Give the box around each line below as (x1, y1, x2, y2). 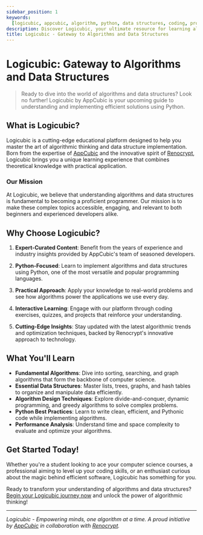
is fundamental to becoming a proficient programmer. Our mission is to (6, 198, 182, 205)
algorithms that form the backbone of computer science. (14, 375, 156, 383)
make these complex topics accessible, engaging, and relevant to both (6, 204, 182, 212)
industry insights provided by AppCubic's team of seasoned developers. (14, 250, 195, 258)
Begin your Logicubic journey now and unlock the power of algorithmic (6, 491, 183, 499)
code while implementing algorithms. (14, 414, 108, 421)
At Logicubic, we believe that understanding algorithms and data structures (6, 191, 194, 198)
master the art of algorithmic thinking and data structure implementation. (6, 143, 187, 150)
